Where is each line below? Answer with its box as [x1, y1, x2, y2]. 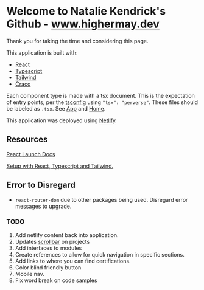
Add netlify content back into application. [15, 231, 119, 238]
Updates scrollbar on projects [15, 238, 90, 245]
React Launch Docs [6, 150, 55, 157]
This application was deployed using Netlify [6, 117, 116, 124]
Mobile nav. [15, 270, 44, 277]
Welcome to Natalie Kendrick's [6, 4, 166, 18]
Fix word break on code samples [15, 277, 97, 284]
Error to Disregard [6, 180, 76, 190]
